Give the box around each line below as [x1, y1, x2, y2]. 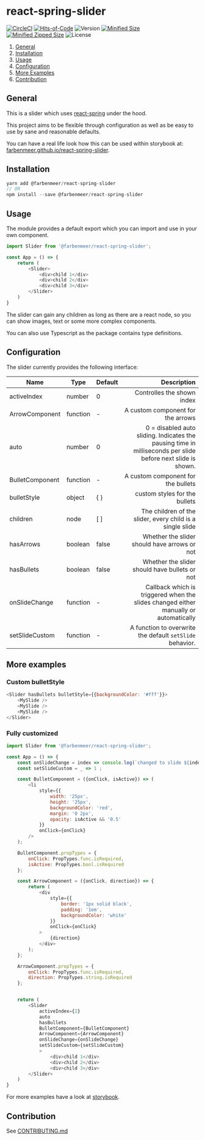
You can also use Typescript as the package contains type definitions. [6, 329, 183, 336]
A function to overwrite [130, 623, 196, 632]
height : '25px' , [49, 799, 92, 805]
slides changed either [134, 598, 196, 606]
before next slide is [141, 454, 196, 462]
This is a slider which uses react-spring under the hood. [6, 109, 147, 117]
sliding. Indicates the [136, 431, 196, 439]
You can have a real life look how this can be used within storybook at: [6, 140, 184, 147]
